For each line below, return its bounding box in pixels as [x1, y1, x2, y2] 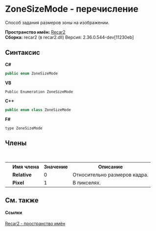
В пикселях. [72, 180, 101, 186]
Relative [12, 171, 32, 178]
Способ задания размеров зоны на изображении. [5, 20, 110, 25]
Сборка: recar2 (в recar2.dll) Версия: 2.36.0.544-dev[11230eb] [5, 34, 134, 40]
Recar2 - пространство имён [5, 220, 66, 226]
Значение [44, 163, 68, 170]
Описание [98, 163, 123, 170]
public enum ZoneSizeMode [5, 71, 58, 76]
